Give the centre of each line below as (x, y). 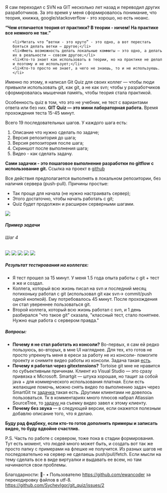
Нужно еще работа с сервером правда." (56, 320)
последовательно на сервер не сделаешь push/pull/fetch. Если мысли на (83, 454)
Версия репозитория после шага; (48, 143)
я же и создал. (28, 283)
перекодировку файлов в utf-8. (38, 479)
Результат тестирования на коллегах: (47, 265)
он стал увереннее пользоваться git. (52, 304)
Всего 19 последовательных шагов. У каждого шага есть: (66, 123)
